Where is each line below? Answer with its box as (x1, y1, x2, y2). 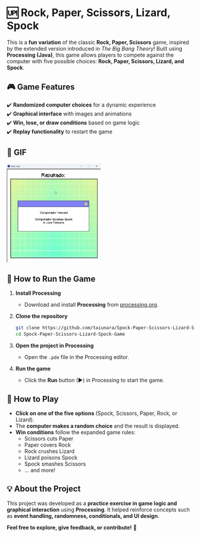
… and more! (24, 467, 56, 473)
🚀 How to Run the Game (7, 274, 96, 284)
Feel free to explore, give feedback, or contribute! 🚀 (7, 524, 137, 531)
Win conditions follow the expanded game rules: (15, 429, 136, 436)
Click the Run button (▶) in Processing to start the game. (24, 377, 164, 384)
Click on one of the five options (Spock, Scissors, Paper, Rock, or (15, 410, 177, 417)
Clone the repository (15, 313, 68, 320)
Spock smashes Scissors (24, 460, 86, 467)
